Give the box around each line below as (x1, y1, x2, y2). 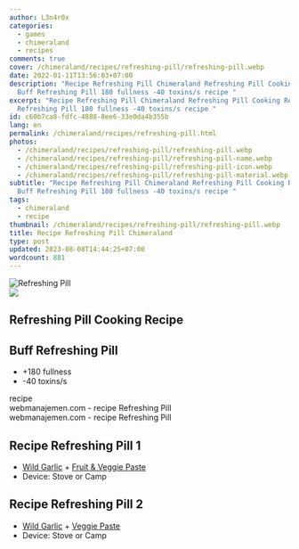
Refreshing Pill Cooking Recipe (9, 313, 184, 328)
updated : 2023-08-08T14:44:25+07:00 (9, 245, 145, 254)
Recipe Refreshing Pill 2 (9, 496, 144, 512)
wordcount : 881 (9, 253, 66, 263)
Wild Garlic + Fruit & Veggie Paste (21, 462, 147, 472)
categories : (9, 21, 53, 30)
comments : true (9, 54, 66, 63)
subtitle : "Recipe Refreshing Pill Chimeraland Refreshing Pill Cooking (9, 179, 285, 188)
